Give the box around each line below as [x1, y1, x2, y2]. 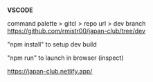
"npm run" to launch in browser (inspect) [7, 54, 124, 62]
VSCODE [7, 6, 33, 14]
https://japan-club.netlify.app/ [7, 67, 93, 75]
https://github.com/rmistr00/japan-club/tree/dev [7, 27, 146, 35]
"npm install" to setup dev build [7, 40, 97, 48]
